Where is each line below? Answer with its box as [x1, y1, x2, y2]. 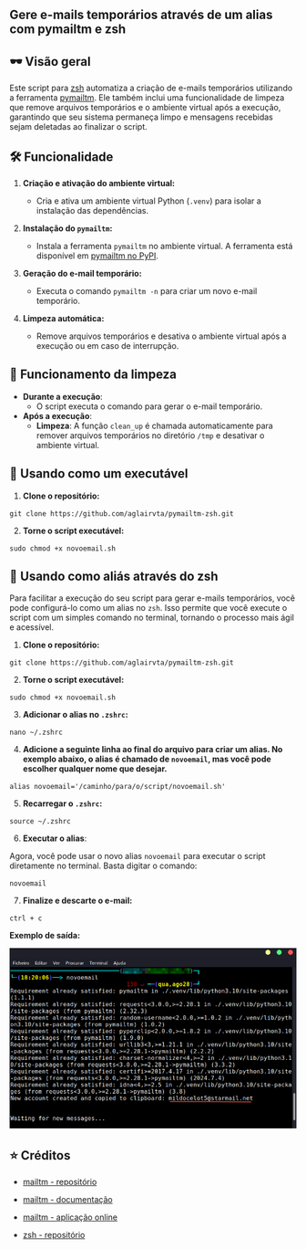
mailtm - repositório [22, 1177, 97, 1188]
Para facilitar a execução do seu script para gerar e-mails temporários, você [9, 593, 296, 604]
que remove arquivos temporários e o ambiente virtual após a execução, [9, 102, 281, 113]
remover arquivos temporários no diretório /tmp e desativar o [36, 429, 265, 441]
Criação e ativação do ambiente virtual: [22, 178, 176, 189]
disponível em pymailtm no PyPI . [36, 250, 159, 261]
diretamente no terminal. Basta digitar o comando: [9, 860, 198, 871]
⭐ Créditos [9, 1148, 71, 1163]
